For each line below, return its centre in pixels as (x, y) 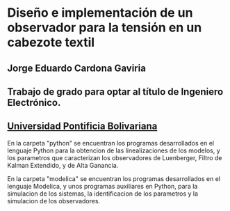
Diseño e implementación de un (100, 13)
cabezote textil (51, 42)
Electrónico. (34, 102)
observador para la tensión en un (105, 28)
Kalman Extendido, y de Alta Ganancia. (63, 165)
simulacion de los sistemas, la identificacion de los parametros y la (103, 194)
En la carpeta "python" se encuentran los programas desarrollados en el (110, 143)
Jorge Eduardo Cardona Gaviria (76, 68)
